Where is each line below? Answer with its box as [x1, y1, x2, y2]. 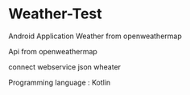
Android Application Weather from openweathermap [8, 31, 183, 41]
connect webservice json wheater [8, 61, 122, 72]
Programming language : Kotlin [8, 77, 111, 87]
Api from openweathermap [8, 46, 98, 56]
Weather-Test [8, 5, 102, 23]
